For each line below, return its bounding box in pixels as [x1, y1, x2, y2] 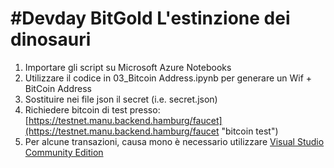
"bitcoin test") [221, 125, 279, 137]
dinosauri [10, 28, 92, 51]
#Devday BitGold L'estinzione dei [10, 7, 291, 30]
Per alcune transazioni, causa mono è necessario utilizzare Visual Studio [24, 135, 325, 147]
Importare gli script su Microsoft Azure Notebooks [24, 61, 232, 73]
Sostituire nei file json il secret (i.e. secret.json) [24, 93, 218, 105]
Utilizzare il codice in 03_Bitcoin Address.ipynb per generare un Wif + [24, 72, 313, 84]
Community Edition [24, 146, 104, 158]
